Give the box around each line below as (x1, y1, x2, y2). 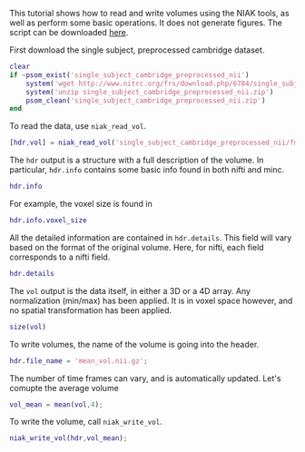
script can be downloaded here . (9, 27, 129, 37)
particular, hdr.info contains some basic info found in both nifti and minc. (9, 164, 284, 175)
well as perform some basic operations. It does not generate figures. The (9, 17, 283, 28)
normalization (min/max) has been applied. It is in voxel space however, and (9, 295, 293, 306)
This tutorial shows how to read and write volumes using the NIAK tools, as (9, 8, 290, 18)
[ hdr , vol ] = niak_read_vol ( (9, 138, 116, 148)
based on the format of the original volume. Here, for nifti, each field (9, 241, 265, 252)
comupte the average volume (9, 382, 120, 393)
